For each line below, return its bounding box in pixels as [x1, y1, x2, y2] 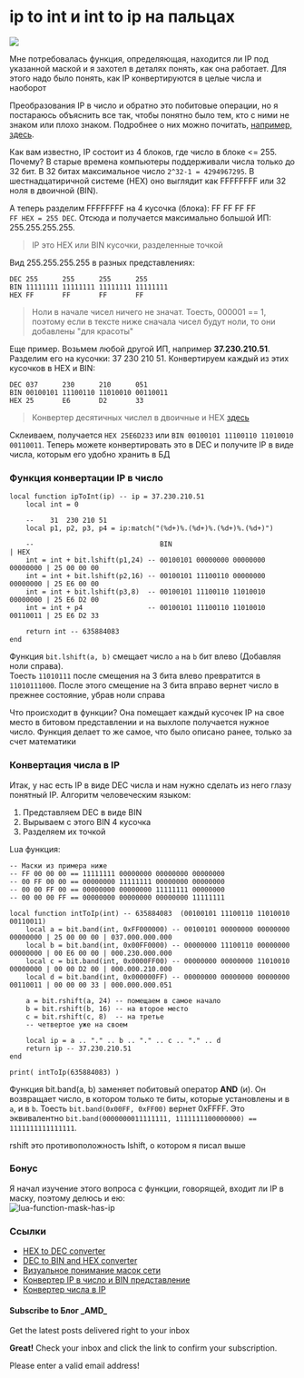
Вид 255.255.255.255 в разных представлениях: [9, 257, 195, 268]
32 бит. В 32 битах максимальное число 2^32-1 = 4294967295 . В [9, 165, 255, 176]
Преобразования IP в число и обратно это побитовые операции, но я [9, 100, 279, 111]
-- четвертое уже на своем [25, 1019, 128, 1029]
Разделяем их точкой [22, 826, 106, 837]
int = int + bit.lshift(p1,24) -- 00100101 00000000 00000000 [25, 556, 266, 565]
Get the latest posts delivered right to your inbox [9, 1325, 191, 1336]
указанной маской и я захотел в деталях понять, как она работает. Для [9, 63, 288, 74]
